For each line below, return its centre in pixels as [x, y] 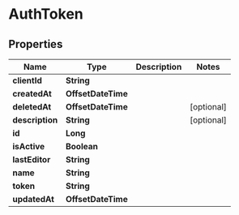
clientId [28, 80]
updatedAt [34, 199]
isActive [29, 146]
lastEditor [32, 159]
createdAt [32, 94]
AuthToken [46, 14]
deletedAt [32, 107]
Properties [36, 44]
